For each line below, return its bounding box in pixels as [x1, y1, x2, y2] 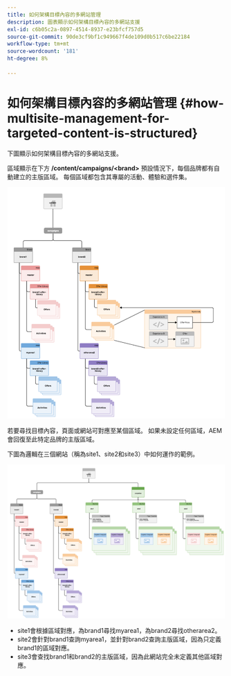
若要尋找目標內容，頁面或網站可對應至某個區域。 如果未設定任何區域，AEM [7, 427, 223, 435]
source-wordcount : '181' [7, 48, 79, 55]
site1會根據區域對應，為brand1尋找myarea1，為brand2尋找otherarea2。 [17, 627, 221, 635]
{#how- [179, 95, 225, 111]
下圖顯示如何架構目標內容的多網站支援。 [7, 149, 122, 158]
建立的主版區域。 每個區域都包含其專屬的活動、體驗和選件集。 [12, 172, 191, 180]
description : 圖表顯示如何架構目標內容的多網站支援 [7, 18, 140, 26]
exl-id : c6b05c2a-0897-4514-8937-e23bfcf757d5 [7, 26, 144, 33]
